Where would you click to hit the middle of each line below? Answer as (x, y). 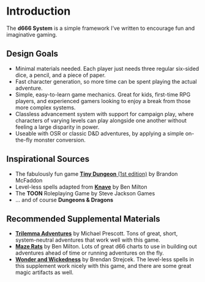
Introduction (39, 11)
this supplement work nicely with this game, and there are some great (103, 266)
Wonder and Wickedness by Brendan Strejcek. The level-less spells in (105, 259)
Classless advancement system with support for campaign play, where (104, 114)
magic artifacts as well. (44, 272)
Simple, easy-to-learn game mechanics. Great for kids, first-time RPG (103, 94)
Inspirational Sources (48, 159)
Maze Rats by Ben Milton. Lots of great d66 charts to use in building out (106, 247)
